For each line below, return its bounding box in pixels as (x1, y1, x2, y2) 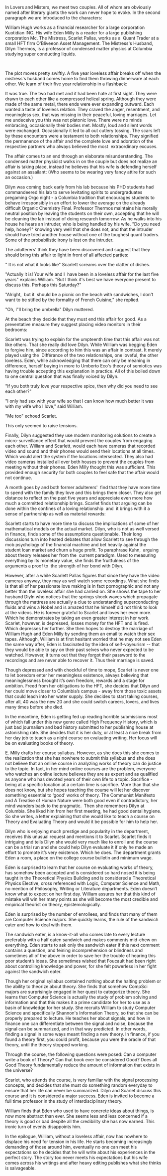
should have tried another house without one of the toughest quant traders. (5, 232, 160, 237)
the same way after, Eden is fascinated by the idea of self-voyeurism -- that (5, 642, 160, 647)
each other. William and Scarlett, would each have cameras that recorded (5, 443, 156, 449)
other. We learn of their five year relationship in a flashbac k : (5, 81, 128, 87)
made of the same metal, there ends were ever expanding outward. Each (5, 101, 155, 107)
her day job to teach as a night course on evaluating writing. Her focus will (5, 735, 158, 741)
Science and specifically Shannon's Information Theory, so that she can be (5, 1010, 159, 1016)
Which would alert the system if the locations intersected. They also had (5, 454, 153, 459)
